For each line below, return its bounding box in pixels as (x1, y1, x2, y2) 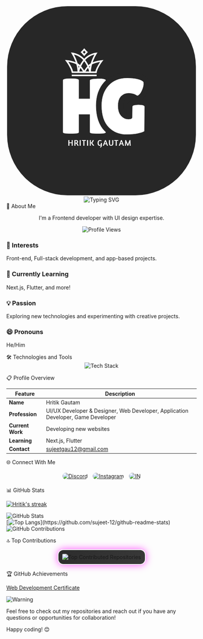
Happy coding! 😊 (6, 626, 50, 633)
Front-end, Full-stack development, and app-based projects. (6, 255, 157, 262)
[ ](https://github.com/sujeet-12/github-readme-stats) (6, 519, 171, 526)
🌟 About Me (6, 203, 36, 209)
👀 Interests (6, 241, 39, 249)
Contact (8, 445, 30, 453)
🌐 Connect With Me (6, 459, 56, 466)
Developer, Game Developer (46, 414, 117, 421)
